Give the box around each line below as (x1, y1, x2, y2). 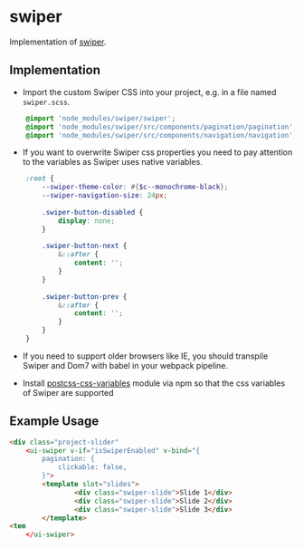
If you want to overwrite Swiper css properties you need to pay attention (22, 147, 293, 158)
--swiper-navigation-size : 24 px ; (42, 191, 168, 200)
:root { (25, 174, 54, 183)
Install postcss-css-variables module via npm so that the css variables (22, 378, 286, 389)
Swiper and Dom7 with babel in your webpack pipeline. (22, 360, 229, 370)
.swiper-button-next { (42, 242, 128, 251)
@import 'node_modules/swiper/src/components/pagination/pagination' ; (25, 122, 298, 131)
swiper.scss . (22, 96, 71, 107)
